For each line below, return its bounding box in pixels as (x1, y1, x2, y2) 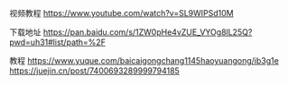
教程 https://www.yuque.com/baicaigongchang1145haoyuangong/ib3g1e (9, 55, 280, 65)
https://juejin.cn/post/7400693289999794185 (9, 65, 181, 76)
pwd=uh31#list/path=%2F (9, 37, 107, 47)
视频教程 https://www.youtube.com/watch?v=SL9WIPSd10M (9, 8, 235, 18)
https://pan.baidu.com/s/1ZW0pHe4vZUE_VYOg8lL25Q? (42, 27, 253, 38)
